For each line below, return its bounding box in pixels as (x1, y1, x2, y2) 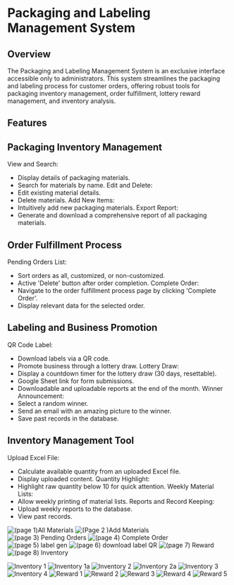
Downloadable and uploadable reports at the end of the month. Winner (17, 384, 223, 392)
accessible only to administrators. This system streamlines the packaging (7, 74, 221, 83)
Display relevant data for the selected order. (17, 301, 146, 310)
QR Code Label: (7, 340, 53, 349)
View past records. (17, 512, 73, 520)
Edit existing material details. (17, 188, 101, 197)
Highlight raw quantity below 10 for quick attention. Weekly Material (17, 482, 214, 490)
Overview (7, 48, 51, 60)
